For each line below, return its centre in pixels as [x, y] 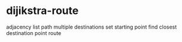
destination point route [34, 33]
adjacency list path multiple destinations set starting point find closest [92, 27]
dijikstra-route [42, 11]
